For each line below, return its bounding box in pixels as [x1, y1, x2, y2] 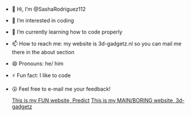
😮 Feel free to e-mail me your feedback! [11, 85, 111, 92]
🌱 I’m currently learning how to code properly [11, 28, 123, 35]
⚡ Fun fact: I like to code [11, 72, 71, 79]
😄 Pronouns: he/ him [11, 60, 64, 67]
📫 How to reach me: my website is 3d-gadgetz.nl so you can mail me [11, 40, 182, 47]
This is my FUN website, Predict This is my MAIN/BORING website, [11, 97, 174, 104]
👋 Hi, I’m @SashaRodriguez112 [11, 6, 86, 12]
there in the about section [11, 49, 75, 55]
